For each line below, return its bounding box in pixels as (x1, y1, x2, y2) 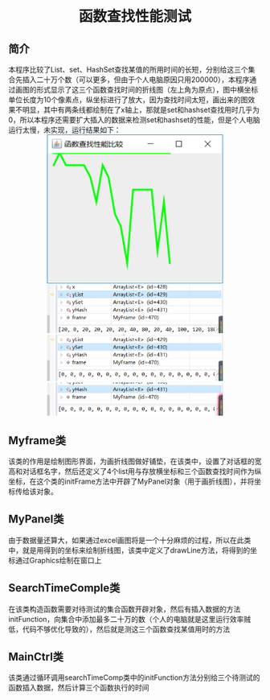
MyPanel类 (8, 513, 64, 526)
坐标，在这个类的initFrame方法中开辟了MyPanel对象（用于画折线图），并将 (8, 476, 255, 486)
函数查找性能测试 (78, 7, 191, 26)
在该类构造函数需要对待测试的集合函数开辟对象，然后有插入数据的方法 (8, 604, 241, 614)
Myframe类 (8, 434, 67, 447)
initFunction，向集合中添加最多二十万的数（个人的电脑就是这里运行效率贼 (8, 614, 252, 624)
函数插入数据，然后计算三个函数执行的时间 (8, 683, 149, 693)
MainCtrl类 (8, 649, 64, 664)
